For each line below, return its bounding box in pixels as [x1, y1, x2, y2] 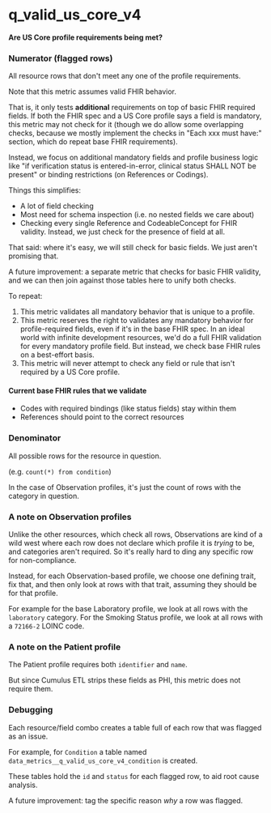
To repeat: [8, 292, 43, 301]
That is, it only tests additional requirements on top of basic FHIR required [8, 103, 256, 113]
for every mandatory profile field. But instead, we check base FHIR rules [19, 342, 261, 351]
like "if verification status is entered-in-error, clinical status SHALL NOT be [8, 161, 256, 171]
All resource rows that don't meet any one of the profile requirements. [8, 71, 241, 81]
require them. [8, 684, 53, 694]
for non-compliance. [8, 555, 77, 565]
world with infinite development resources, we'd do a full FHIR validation [19, 333, 261, 343]
